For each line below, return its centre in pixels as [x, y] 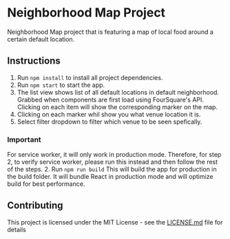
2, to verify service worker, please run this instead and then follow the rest [113, 162]
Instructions [34, 61]
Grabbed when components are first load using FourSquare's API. [111, 99]
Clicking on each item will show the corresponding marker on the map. [117, 107]
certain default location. [41, 39]
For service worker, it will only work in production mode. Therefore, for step [114, 155]
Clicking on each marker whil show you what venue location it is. [109, 114]
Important [24, 140]
